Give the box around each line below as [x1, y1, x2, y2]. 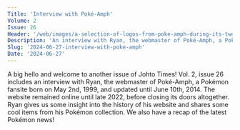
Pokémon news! [7, 115, 55, 124]
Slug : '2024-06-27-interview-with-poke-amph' [7, 44, 145, 51]
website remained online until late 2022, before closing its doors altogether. [7, 92, 230, 101]
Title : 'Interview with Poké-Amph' [7, 10, 114, 18]
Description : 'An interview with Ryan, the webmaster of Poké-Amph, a [7, 37, 222, 44]
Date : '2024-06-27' [7, 51, 66, 58]
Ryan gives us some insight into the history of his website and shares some [7, 100, 229, 109]
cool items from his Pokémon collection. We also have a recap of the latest [7, 108, 227, 116]
